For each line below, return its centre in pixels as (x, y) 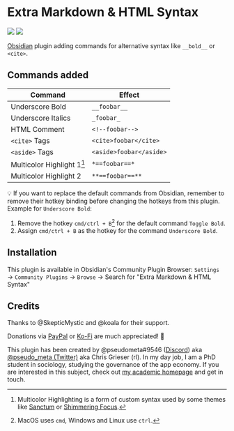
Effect (130, 95)
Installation (32, 253)
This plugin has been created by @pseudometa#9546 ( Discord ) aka (105, 350)
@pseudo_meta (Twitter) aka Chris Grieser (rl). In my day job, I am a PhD (111, 357)
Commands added (48, 75)
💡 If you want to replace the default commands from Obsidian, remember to (116, 193)
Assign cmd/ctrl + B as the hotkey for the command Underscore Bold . (117, 230)
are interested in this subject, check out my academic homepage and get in (115, 372)
